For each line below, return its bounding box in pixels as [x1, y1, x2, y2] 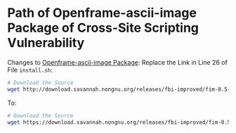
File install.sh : [7, 65, 53, 74]
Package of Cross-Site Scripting [7, 20, 199, 36]
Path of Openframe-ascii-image [7, 5, 197, 21]
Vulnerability [7, 35, 85, 51]
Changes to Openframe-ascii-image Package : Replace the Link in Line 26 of [7, 58, 228, 66]
